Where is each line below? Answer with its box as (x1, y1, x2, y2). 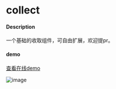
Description (6, 23, 36, 30)
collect (6, 4, 40, 17)
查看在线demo (6, 64, 41, 71)
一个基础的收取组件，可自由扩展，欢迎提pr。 (6, 37, 114, 44)
